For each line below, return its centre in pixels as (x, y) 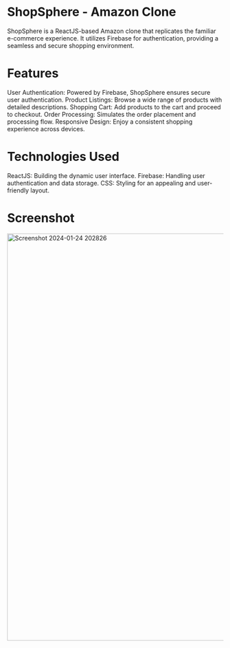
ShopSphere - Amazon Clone (92, 12)
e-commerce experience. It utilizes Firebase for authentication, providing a (113, 38)
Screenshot (41, 218)
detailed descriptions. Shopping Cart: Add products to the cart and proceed (114, 107)
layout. (40, 190)
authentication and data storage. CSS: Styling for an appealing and (101, 183)
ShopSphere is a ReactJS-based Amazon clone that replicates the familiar (112, 31)
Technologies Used (64, 157)
